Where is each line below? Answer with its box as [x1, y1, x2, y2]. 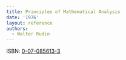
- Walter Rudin [12, 31, 50, 37]
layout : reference [6, 20, 53, 26]
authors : [6, 25, 28, 32]
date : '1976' [6, 14, 39, 20]
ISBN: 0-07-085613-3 [6, 47, 61, 55]
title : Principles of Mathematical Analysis [6, 8, 121, 15]
